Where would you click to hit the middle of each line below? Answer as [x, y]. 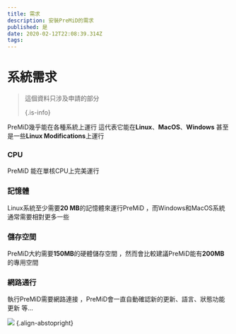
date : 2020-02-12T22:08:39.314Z [55, 34]
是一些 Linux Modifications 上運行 [56, 136]
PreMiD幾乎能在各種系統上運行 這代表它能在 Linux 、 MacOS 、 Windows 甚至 [118, 127]
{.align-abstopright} [45, 323]
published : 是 [28, 27]
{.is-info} [37, 113]
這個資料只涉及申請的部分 [62, 98]
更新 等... [20, 308]
